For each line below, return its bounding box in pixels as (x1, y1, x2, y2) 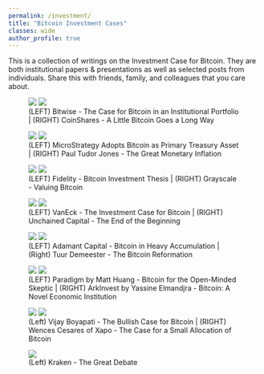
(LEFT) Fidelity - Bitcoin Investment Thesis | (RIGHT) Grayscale (28, 174, 237, 184)
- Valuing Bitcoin (28, 182, 83, 193)
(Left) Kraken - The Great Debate (28, 358, 138, 368)
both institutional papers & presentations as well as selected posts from (8, 65, 245, 75)
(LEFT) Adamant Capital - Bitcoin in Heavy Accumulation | (28, 242, 220, 251)
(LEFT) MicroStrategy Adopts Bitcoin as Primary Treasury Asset (28, 140, 239, 150)
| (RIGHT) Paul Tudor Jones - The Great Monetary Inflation (28, 149, 222, 159)
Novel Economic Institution (28, 292, 117, 302)
